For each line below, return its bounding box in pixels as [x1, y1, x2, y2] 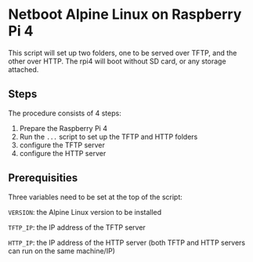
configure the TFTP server [19, 140, 106, 150]
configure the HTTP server [19, 148, 107, 158]
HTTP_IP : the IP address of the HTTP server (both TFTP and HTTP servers [8, 238, 245, 247]
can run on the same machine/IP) [8, 246, 116, 256]
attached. [8, 64, 39, 74]
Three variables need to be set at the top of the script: [8, 192, 183, 202]
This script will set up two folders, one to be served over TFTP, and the [8, 48, 237, 57]
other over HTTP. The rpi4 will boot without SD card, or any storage [8, 56, 226, 66]
